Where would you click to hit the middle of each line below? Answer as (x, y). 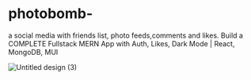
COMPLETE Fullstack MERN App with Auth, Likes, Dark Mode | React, (122, 43)
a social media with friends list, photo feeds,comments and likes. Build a (126, 35)
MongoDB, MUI (33, 52)
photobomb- (51, 14)
